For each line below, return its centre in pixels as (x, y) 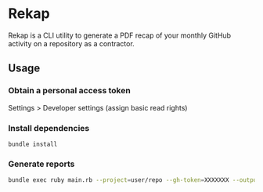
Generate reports (41, 164)
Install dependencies (49, 128)
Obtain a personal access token (69, 91)
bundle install (33, 144)
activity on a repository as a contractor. (71, 43)
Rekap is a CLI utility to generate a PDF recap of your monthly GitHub (120, 35)
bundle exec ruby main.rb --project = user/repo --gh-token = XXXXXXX (119, 180)
